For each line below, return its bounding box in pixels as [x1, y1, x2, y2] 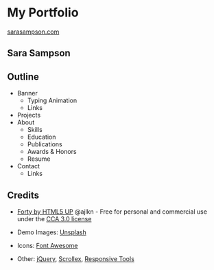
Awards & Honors [27, 148, 77, 156]
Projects [16, 111, 41, 120]
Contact [16, 162, 40, 170]
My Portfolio [7, 5, 79, 21]
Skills [27, 126, 43, 134]
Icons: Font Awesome [16, 241, 78, 249]
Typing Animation [27, 96, 78, 104]
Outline [7, 71, 39, 82]
